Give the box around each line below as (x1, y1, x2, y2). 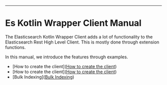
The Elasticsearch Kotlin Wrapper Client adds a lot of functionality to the (5, 34, 153, 40)
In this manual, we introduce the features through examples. (5, 54, 128, 60)
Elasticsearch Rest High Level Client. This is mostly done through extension (5, 39, 160, 45)
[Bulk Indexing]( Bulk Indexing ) (12, 74, 75, 80)
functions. (5, 44, 26, 50)
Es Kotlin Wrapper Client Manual (5, 18, 142, 29)
